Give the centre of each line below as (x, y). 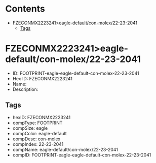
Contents (25, 9)
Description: (25, 89)
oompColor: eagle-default (40, 133)
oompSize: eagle (30, 128)
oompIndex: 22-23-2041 (38, 144)
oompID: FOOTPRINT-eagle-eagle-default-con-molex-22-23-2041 (82, 155)
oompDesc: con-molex (36, 139)
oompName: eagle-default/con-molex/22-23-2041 (65, 149)
